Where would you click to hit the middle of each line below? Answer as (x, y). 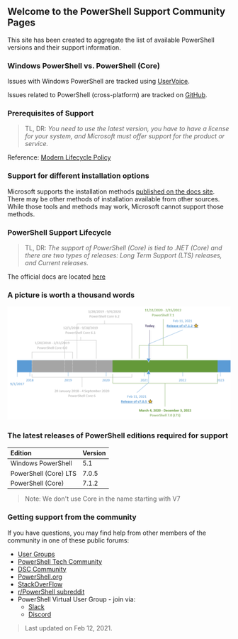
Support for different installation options (79, 176)
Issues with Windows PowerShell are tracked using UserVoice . (98, 82)
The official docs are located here (57, 277)
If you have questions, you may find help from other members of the (107, 533)
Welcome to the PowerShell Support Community (116, 12)
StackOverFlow (40, 584)
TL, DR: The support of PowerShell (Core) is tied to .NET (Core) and (123, 248)
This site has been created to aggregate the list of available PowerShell (111, 40)
